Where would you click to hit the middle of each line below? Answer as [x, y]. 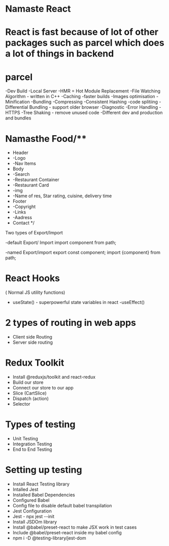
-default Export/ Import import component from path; [61, 242]
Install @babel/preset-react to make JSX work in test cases [75, 527]
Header [21, 153]
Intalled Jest [25, 489]
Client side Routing [32, 337]
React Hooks [32, 278]
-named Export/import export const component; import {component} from [83, 253]
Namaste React [38, 9]
